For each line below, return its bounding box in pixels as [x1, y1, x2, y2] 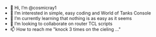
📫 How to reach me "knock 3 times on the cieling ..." [10, 26, 121, 32]
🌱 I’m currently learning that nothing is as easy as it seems [10, 15, 132, 21]
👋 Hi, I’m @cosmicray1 [10, 5, 57, 10]
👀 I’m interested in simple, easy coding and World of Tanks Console [10, 10, 151, 16]
